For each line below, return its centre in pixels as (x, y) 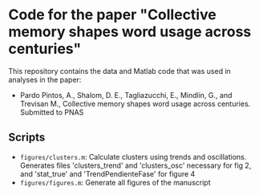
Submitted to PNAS (52, 112)
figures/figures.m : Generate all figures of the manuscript (115, 182)
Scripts (27, 138)
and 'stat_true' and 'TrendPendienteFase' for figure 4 (107, 173)
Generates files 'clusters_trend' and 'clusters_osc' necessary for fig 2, (136, 165)
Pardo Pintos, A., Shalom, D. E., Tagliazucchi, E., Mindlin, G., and (126, 95)
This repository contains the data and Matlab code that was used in (119, 71)
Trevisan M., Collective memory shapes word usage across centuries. (135, 104)
